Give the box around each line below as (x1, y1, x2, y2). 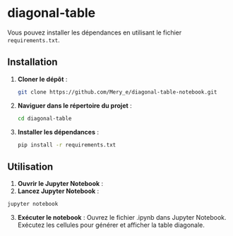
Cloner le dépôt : (17, 75, 68, 83)
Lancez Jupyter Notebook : (17, 187, 100, 195)
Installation (7, 56, 58, 68)
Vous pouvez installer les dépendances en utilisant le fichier (7, 28, 182, 37)
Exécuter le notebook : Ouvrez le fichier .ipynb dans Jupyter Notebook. (17, 213, 227, 222)
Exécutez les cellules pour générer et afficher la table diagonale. (17, 221, 205, 230)
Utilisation (7, 161, 54, 173)
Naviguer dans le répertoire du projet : (17, 101, 132, 110)
